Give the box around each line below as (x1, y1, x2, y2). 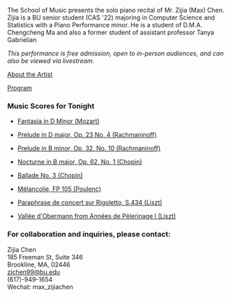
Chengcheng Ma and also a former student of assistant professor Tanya (7, 28, 214, 36)
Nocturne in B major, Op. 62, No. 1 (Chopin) (17, 157, 142, 166)
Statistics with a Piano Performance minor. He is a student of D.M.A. (7, 21, 202, 29)
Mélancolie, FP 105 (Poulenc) (17, 185, 101, 193)
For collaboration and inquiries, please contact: (7, 229, 171, 239)
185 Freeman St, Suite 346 (7, 253, 84, 261)
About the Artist (7, 70, 53, 78)
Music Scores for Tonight (7, 101, 95, 111)
